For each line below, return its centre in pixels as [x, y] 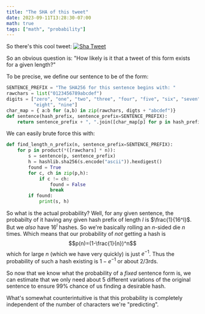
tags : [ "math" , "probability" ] [46, 29]
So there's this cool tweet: [39, 46]
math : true [20, 23]
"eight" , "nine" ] [56, 104]
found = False [68, 184]
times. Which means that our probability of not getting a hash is [86, 233]
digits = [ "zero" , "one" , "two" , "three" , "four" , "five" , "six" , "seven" [103, 99]
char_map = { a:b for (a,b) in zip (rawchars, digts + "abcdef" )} [91, 111]
